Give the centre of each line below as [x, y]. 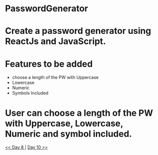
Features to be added [49, 64]
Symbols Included [30, 93]
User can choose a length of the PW [79, 113]
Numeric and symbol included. [69, 134]
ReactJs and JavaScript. [56, 41]
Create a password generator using [78, 31]
